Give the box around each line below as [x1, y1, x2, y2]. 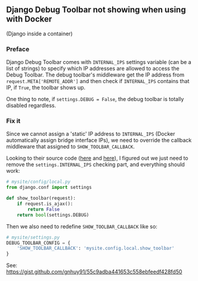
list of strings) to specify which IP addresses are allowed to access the [6, 65, 180, 72]
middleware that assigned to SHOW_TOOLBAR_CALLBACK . [6, 143, 135, 150]
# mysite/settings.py [6, 234, 60, 240]
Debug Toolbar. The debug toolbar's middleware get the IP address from [6, 71, 185, 78]
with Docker [6, 14, 52, 25]
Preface [6, 45, 30, 53]
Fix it [6, 117, 21, 125]
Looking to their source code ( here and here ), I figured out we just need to [6, 155, 188, 162]
